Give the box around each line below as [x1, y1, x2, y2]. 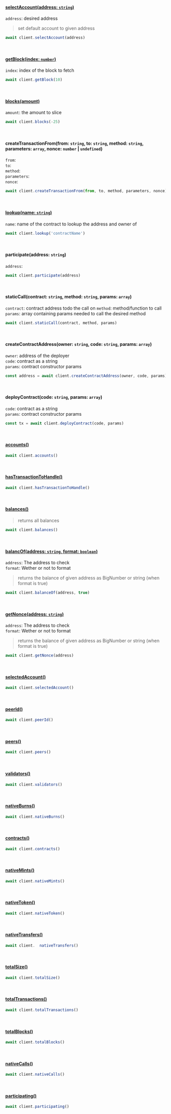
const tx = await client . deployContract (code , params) [5, 421, 124, 426]
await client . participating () [5, 1104, 70, 1109]
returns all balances [17, 518, 60, 524]
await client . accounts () [5, 453, 58, 458]
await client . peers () [5, 750, 51, 755]
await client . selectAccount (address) [5, 35, 85, 40]
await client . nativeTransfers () [5, 943, 79, 948]
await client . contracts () [5, 846, 60, 851]
